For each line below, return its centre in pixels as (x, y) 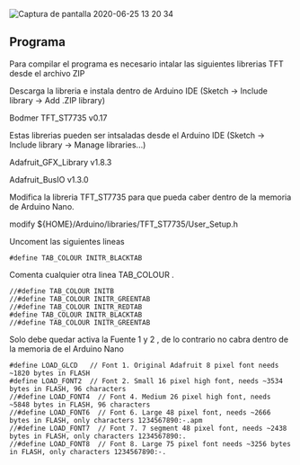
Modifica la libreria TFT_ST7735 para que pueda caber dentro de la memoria (150, 197)
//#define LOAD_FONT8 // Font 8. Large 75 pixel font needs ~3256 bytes (150, 444)
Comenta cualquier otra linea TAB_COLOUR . (92, 274)
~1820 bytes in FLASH (50, 373)
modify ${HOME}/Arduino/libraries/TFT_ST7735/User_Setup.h (124, 224)
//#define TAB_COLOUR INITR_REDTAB (76, 307)
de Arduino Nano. (42, 206)
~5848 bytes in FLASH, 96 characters (80, 405)
